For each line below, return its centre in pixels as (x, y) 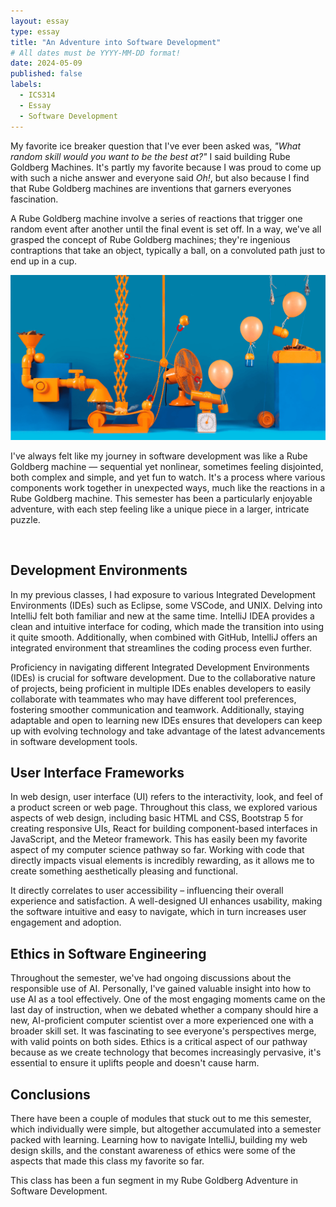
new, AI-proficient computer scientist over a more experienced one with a (162, 1021)
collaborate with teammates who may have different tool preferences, (153, 699)
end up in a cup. (44, 261)
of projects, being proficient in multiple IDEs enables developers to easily (161, 688)
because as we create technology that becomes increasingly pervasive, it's (166, 1052)
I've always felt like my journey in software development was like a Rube (159, 456)
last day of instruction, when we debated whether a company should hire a (164, 1010)
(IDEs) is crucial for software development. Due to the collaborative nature (163, 677)
